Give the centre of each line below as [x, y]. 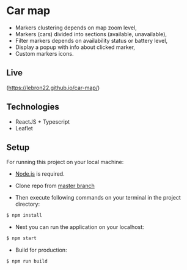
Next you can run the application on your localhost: [80, 227]
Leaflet [24, 128]
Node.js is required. [40, 174]
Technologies [33, 107]
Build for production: [41, 250]
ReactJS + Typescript [42, 122]
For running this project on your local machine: [65, 162]
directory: [28, 204]
